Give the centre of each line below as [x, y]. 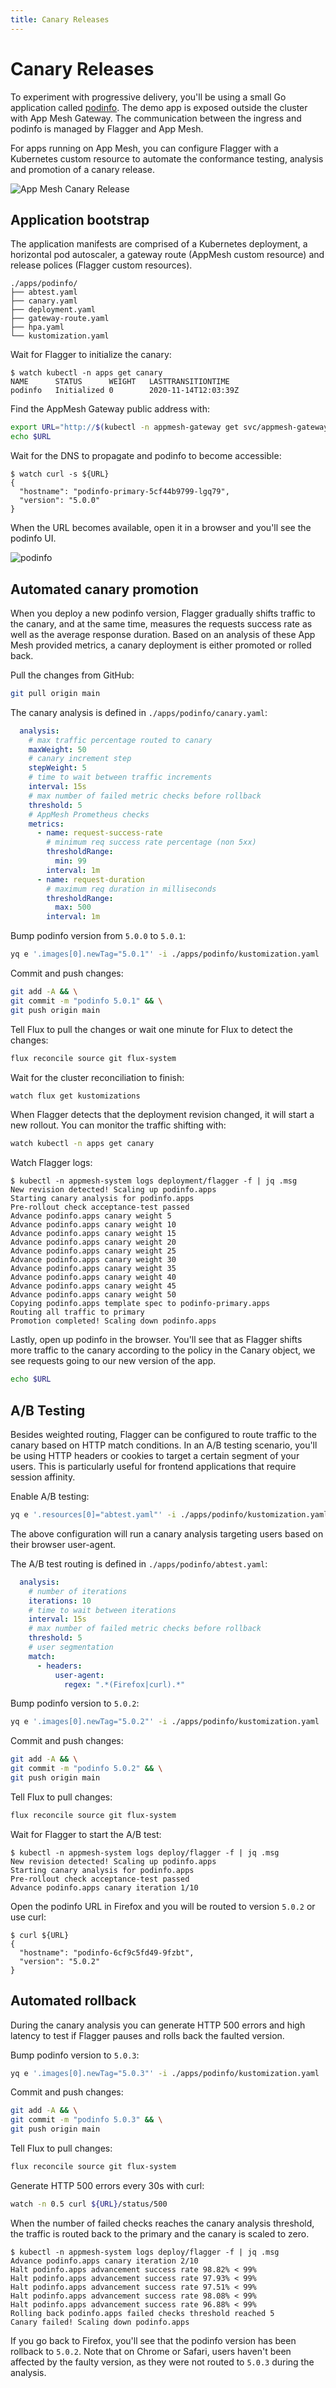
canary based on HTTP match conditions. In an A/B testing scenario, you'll [164, 1445]
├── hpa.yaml [37, 327]
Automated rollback [73, 2001]
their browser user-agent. [63, 1544]
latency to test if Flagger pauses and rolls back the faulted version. [147, 2035]
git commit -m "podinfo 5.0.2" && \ [86, 1769]
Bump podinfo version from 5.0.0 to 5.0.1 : [98, 936]
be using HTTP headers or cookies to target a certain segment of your [155, 1455]
